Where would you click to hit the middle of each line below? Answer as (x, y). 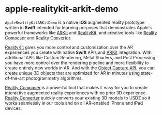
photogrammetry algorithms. (54, 78)
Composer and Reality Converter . (38, 38)
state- (147, 73)
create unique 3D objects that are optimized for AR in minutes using (73, 73)
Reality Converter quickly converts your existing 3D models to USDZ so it (78, 98)
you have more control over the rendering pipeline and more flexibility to (77, 63)
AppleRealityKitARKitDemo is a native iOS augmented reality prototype (75, 22)
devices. (14, 108)
